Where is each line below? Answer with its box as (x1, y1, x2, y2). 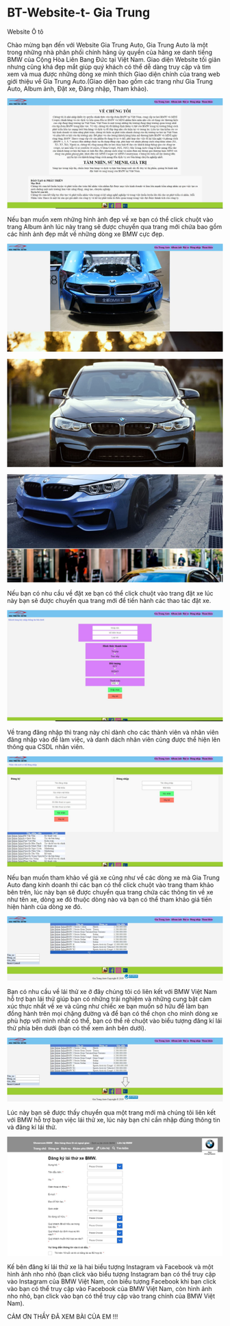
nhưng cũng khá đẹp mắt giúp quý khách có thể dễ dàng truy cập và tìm (7, 62, 211, 71)
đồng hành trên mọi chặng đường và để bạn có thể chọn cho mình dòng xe (7, 1009, 218, 1017)
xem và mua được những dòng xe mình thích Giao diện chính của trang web (7, 70, 220, 78)
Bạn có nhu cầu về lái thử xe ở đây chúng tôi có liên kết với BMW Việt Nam (7, 987, 218, 995)
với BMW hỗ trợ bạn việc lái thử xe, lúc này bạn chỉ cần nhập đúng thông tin (7, 1116, 220, 1124)
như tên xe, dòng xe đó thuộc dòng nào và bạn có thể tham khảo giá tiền (7, 895, 212, 903)
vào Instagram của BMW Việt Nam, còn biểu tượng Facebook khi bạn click (7, 1277, 217, 1286)
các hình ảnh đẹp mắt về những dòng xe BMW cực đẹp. (7, 230, 164, 238)
